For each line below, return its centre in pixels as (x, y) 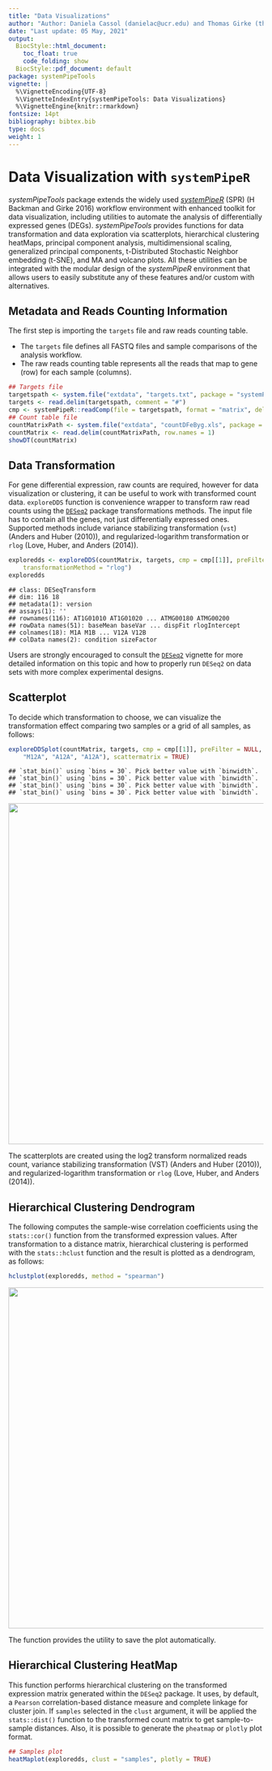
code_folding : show (56, 62)
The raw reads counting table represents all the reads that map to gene (139, 364)
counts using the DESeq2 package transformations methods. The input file (130, 511)
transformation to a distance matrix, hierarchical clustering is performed (128, 1244)
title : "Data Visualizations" (59, 16)
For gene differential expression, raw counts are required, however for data (134, 485)
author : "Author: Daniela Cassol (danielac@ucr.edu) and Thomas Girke (130, 24)
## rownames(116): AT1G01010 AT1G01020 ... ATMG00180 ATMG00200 (119, 618)
